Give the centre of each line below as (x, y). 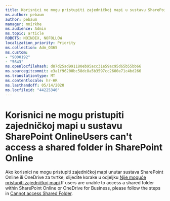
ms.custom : (17, 52)
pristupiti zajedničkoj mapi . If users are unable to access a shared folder (80, 183)
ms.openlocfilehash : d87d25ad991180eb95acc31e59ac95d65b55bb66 (73, 66)
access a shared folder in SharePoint (84, 147)
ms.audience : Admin (26, 29)
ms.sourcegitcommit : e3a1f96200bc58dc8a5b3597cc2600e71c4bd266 (73, 71)
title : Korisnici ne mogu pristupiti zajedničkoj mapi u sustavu (75, 10)
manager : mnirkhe (24, 24)
